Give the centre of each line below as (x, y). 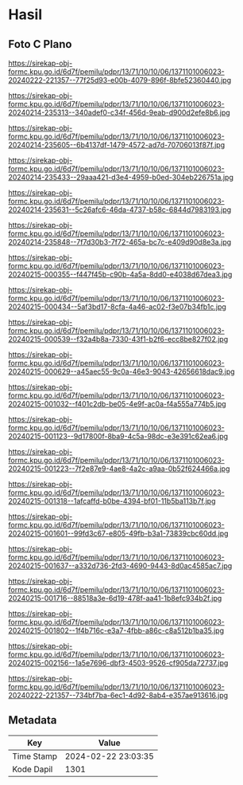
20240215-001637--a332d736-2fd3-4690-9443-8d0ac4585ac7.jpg (120, 566)
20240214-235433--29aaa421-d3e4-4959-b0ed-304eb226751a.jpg (121, 177)
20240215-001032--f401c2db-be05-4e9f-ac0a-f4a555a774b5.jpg (117, 404)
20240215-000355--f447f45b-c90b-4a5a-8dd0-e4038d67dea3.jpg (120, 274)
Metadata (33, 720)
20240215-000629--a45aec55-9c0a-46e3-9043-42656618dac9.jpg (122, 371)
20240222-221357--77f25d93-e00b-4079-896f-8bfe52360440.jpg (120, 80)
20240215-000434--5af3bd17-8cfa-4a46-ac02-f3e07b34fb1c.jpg (117, 307)
